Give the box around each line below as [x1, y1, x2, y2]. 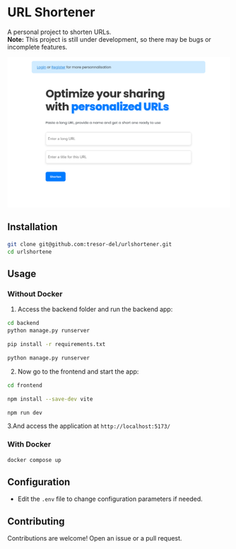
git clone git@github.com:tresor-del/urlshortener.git [7, 241, 172, 248]
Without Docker [7, 289, 63, 299]
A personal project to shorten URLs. [7, 28, 112, 36]
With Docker [7, 439, 52, 449]
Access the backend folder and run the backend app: [17, 305, 173, 313]
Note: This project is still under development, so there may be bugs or [7, 35, 212, 43]
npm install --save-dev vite [7, 395, 93, 403]
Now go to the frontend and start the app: [17, 367, 139, 376]
